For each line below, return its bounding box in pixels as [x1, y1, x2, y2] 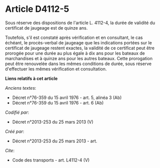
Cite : [5, 147, 15, 153]
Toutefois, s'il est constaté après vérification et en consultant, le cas [5, 34, 143, 40]
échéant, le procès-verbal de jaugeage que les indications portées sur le [5, 39, 152, 45]
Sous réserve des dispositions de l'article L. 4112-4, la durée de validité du [5, 20, 156, 26]
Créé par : [5, 128, 25, 134]
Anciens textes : [5, 85, 37, 91]
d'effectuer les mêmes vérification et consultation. [5, 66, 107, 72]
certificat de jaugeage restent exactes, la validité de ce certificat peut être [5, 45, 155, 51]
